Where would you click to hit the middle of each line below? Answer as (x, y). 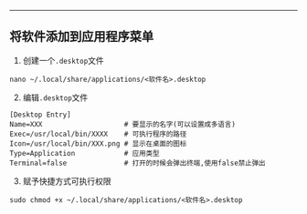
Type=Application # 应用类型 (85, 153)
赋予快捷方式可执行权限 (67, 181)
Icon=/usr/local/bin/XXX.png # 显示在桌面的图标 (98, 143)
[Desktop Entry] (40, 115)
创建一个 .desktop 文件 (64, 60)
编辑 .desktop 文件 (55, 97)
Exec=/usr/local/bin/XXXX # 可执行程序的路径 (98, 134)
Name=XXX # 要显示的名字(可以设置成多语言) (122, 124)
